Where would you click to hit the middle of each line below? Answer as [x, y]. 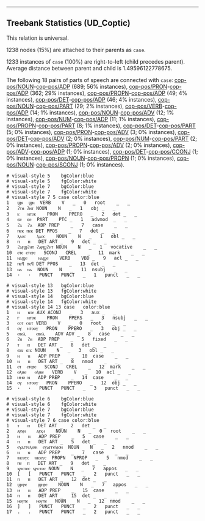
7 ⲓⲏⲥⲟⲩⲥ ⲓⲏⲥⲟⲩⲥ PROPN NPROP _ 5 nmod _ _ [80, 458]
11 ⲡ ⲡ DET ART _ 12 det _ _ [57, 479]
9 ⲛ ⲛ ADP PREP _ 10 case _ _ [67, 356]
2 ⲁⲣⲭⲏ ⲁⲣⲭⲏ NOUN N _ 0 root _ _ [76, 431]
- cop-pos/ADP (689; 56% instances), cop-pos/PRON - [102, 86]
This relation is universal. [38, 38]
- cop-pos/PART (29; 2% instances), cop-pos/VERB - [99, 106]
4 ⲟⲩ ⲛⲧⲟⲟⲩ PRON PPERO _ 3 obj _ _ [72, 328]
